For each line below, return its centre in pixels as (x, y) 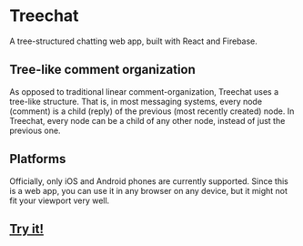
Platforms (38, 159)
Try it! (26, 229)
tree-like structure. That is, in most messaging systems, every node (136, 101)
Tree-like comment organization (102, 70)
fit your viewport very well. (60, 200)
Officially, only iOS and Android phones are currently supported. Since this (149, 181)
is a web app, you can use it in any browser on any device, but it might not (149, 190)
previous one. (35, 130)
